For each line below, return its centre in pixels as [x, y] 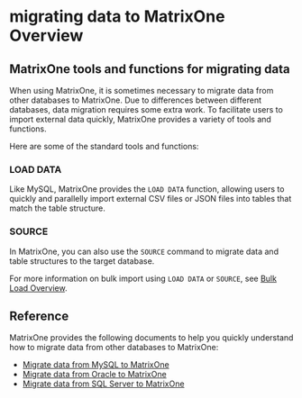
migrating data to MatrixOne [117, 17]
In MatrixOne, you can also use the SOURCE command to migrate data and [144, 251]
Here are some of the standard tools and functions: [104, 146]
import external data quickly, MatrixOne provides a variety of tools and [141, 119]
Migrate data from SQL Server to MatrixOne [103, 384]
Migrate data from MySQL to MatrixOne [96, 365]
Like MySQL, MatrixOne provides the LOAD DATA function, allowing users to [147, 189]
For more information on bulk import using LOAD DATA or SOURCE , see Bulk [143, 278]
